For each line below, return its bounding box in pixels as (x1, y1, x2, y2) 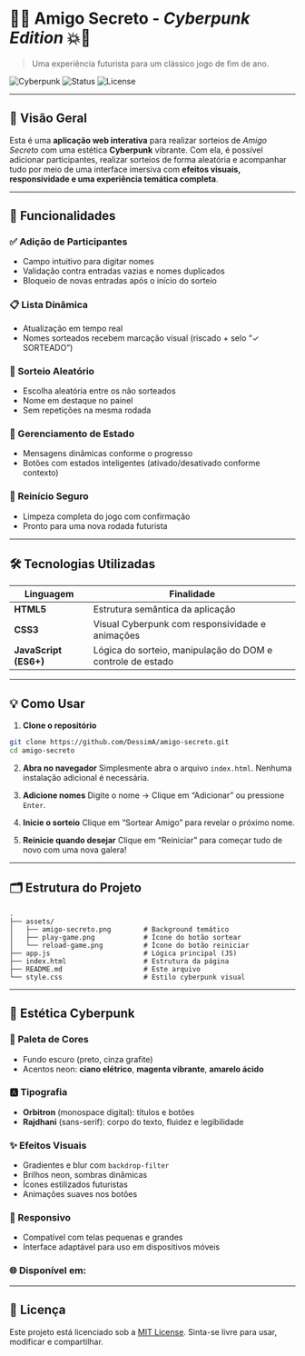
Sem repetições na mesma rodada (22, 404, 152, 416)
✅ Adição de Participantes (9, 235, 128, 248)
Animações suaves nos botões (22, 1189, 138, 1200)
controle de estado (93, 655, 174, 668)
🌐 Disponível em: (9, 1264, 87, 1277)
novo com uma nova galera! (22, 844, 127, 855)
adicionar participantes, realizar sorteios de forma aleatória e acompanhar (9, 154, 288, 165)
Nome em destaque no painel (22, 395, 133, 406)
